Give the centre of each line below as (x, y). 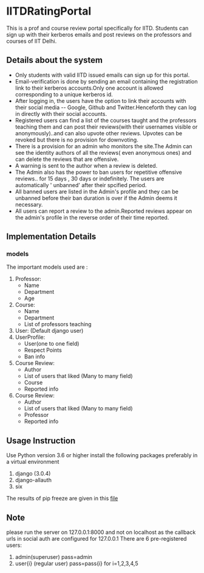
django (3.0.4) (33, 474)
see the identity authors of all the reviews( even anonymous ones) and (103, 152)
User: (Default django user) (49, 331)
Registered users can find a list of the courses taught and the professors (106, 120)
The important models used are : (47, 267)
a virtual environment (33, 462)
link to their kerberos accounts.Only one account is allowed (89, 88)
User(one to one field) (52, 344)
